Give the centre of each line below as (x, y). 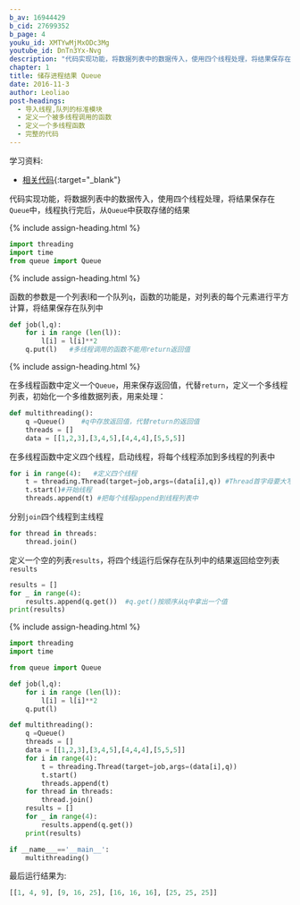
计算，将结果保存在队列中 (56, 307)
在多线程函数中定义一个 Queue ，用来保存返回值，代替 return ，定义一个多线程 (149, 385)
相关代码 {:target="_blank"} (71, 179)
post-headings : (37, 101)
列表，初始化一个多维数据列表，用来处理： (87, 396)
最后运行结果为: (38, 876)
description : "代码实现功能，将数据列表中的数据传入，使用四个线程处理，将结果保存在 (150, 59)
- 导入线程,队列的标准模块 (60, 109)
